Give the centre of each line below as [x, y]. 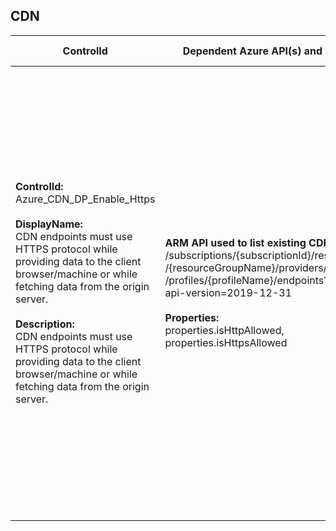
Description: [45, 324]
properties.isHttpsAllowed [226, 342]
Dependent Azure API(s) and [252, 51]
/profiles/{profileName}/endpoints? [247, 280]
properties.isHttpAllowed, [224, 330]
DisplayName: [49, 224]
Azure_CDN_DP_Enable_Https [85, 199]
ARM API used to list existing [235, 242]
